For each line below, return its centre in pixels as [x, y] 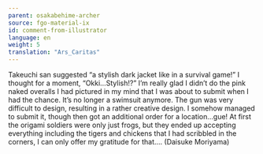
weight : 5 [24, 45]
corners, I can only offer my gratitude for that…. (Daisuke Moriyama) [119, 142]
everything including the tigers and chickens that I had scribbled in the [122, 133]
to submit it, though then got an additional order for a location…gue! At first [130, 116]
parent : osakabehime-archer [54, 15]
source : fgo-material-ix [49, 23]
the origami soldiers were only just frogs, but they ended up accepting [122, 125]
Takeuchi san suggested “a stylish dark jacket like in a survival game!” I [124, 75]
